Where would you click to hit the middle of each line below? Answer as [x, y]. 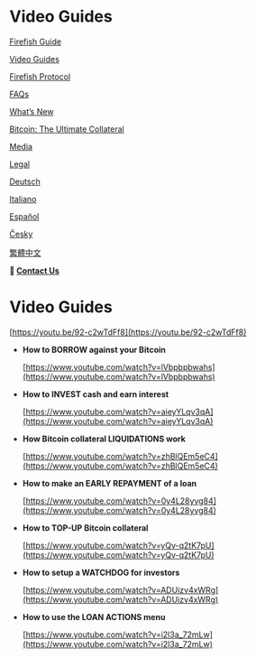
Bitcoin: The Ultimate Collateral [67, 129]
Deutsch [25, 181]
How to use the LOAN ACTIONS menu [94, 616]
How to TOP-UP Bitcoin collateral [85, 528]
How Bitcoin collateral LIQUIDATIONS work [104, 439]
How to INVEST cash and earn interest [96, 394]
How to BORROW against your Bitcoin [94, 349]
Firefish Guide [35, 42]
